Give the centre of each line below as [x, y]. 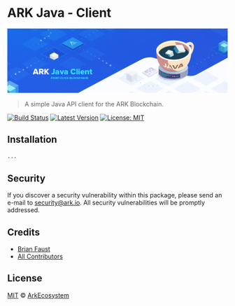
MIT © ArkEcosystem [38, 295]
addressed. [23, 210]
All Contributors [40, 256]
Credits [24, 232]
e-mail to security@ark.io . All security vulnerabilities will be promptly [106, 203]
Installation [32, 139]
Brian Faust [34, 249]
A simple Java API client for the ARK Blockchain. [94, 104]
